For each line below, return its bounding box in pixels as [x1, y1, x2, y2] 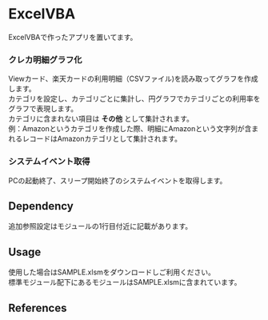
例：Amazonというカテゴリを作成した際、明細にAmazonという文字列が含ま [8, 124, 258, 134]
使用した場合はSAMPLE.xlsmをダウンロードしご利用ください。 [8, 267, 216, 277]
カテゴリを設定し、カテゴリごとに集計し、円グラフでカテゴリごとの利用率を [8, 94, 261, 104]
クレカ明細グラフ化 [8, 54, 82, 65]
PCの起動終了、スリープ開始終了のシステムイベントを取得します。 [8, 175, 227, 185]
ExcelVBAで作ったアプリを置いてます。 [8, 32, 138, 42]
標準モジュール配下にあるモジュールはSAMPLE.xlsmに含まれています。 [8, 278, 242, 287]
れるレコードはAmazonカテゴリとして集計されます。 [8, 134, 182, 144]
